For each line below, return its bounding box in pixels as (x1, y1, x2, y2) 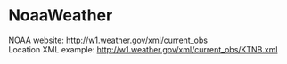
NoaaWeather (8, 5, 113, 26)
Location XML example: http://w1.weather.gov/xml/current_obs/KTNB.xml (8, 44, 278, 54)
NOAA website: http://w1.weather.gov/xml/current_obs (8, 35, 209, 45)
